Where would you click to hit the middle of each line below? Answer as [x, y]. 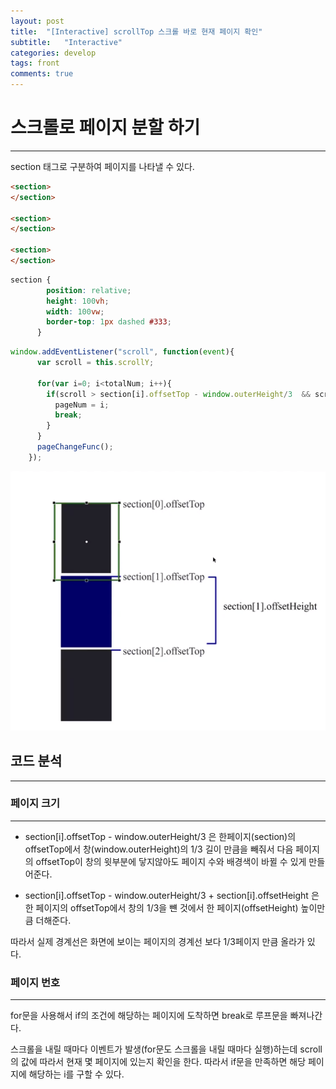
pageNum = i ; [82, 405]
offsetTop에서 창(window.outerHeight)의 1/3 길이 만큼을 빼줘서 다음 [159, 849]
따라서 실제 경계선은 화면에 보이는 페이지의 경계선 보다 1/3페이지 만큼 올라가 [157, 941]
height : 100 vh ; [78, 301]
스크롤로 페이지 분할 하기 [105, 127]
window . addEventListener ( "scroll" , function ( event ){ [122, 352]
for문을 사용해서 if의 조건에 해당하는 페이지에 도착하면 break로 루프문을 [149, 1016]
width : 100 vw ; [75, 311]
